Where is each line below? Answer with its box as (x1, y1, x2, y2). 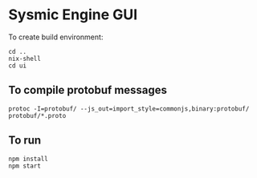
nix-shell (8, 55, 42, 63)
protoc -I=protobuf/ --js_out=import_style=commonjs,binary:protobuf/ (8, 104, 250, 113)
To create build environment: (8, 32, 104, 42)
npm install (8, 155, 48, 163)
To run (8, 134, 42, 148)
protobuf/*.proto (8, 111, 67, 119)
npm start (8, 162, 42, 170)
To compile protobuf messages (8, 83, 167, 97)
